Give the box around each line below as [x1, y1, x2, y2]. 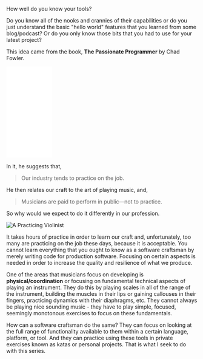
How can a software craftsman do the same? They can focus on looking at [6, 321, 192, 329]
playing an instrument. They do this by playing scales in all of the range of [6, 284, 191, 291]
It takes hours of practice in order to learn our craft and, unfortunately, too [6, 233, 191, 241]
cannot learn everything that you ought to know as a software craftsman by [6, 246, 195, 253]
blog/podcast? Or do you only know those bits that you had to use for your [6, 30, 193, 37]
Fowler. [6, 55, 25, 61]
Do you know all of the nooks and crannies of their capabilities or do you [6, 17, 188, 24]
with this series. [6, 347, 46, 354]
